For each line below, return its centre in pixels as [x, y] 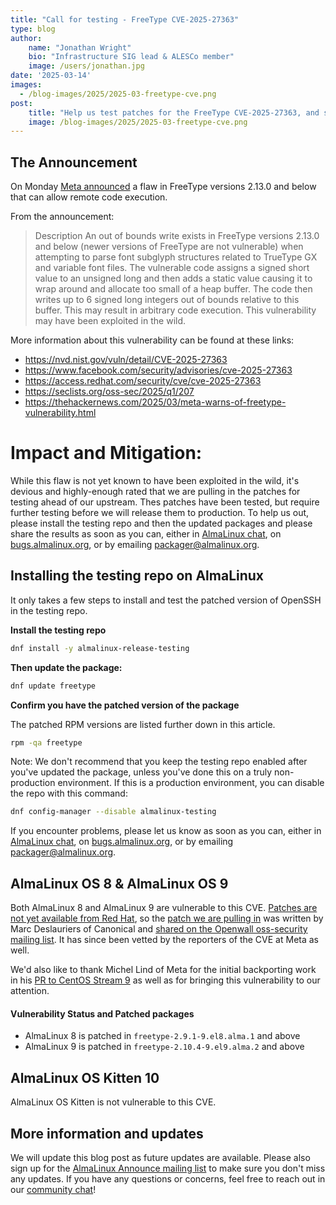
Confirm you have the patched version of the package [125, 705]
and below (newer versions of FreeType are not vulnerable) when [169, 247]
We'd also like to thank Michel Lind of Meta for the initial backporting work [163, 970]
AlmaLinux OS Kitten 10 [85, 1077]
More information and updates [107, 1133]
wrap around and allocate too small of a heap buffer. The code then [173, 289]
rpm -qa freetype [46, 742]
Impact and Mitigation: [106, 453]
